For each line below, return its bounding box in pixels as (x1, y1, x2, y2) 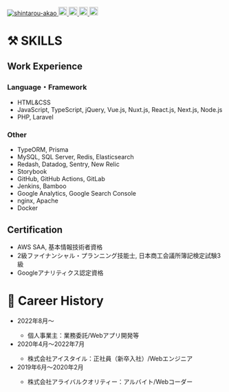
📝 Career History (7, 293, 105, 309)
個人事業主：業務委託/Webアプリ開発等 (27, 331, 140, 339)
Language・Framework (7, 82, 87, 92)
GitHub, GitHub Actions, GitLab (17, 175, 105, 183)
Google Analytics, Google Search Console (17, 189, 136, 198)
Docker (17, 204, 39, 212)
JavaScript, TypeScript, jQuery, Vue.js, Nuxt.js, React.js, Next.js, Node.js (17, 105, 223, 113)
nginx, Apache (17, 196, 58, 205)
